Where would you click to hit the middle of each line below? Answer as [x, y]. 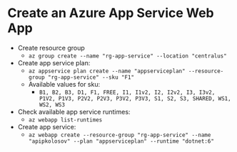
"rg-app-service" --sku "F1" [91, 77]
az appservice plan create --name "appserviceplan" [107, 71]
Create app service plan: [54, 63]
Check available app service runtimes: [74, 112]
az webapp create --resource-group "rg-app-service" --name [120, 135]
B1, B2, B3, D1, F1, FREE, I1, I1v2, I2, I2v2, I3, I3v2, [127, 92]
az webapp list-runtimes [65, 120]
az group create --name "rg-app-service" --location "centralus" [127, 56]
